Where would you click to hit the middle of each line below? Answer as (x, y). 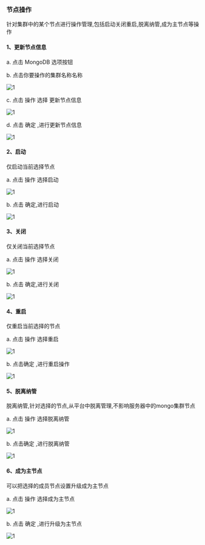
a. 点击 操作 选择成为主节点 (41, 498)
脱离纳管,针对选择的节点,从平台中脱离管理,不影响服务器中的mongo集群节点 (101, 406)
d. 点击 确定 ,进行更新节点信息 (44, 124)
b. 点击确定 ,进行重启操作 (38, 364)
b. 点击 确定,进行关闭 (33, 284)
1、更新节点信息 (27, 47)
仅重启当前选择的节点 (33, 326)
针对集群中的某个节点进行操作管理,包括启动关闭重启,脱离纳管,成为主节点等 (100, 24)
